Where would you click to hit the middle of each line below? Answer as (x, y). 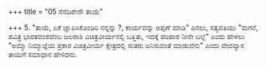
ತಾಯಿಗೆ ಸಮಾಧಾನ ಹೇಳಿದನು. (43, 54)
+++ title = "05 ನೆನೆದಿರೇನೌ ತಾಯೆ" (56, 12)
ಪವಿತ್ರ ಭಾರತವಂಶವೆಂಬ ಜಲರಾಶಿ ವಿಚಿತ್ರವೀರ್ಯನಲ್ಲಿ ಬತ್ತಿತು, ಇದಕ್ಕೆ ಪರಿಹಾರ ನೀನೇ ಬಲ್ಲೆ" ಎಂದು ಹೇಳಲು (127, 36)
